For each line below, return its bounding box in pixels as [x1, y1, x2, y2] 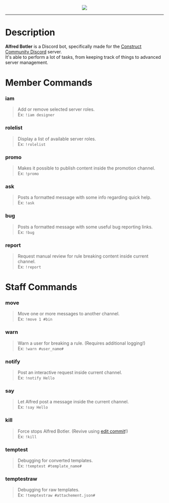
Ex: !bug [17, 229, 35, 235]
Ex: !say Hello [17, 404, 48, 410]
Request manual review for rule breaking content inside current [17, 253, 149, 259]
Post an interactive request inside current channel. [17, 369, 122, 375]
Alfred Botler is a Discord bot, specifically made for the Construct [5, 43, 142, 49]
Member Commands [5, 77, 93, 89]
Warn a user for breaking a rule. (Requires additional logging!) [17, 340, 146, 346]
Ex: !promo [17, 171, 39, 177]
